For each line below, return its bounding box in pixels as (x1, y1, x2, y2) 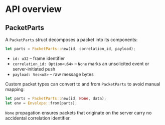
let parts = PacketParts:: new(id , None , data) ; (5, 96, 107, 101)
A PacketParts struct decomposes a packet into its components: (5, 36, 138, 42)
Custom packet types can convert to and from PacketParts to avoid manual (5, 81, 160, 87)
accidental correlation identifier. (5, 115, 71, 121)
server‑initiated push (12, 66, 56, 72)
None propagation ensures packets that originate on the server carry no (5, 109, 152, 115)
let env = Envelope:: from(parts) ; (5, 100, 78, 105)
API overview (5, 3, 62, 15)
